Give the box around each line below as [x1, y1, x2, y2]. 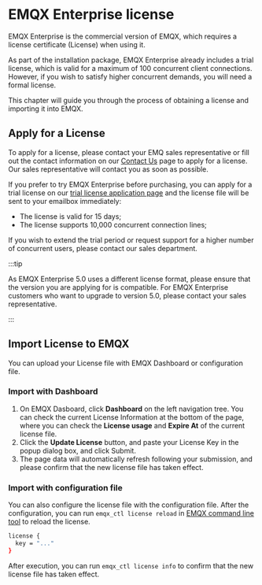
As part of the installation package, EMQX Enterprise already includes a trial [8, 55, 254, 65]
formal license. [8, 80, 57, 90]
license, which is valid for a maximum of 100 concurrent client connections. [8, 63, 253, 72]
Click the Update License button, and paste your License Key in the [19, 437, 239, 446]
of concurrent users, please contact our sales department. [8, 243, 198, 253]
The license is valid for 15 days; [19, 211, 122, 221]
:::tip [8, 258, 23, 268]
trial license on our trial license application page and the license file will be [8, 187, 249, 198]
